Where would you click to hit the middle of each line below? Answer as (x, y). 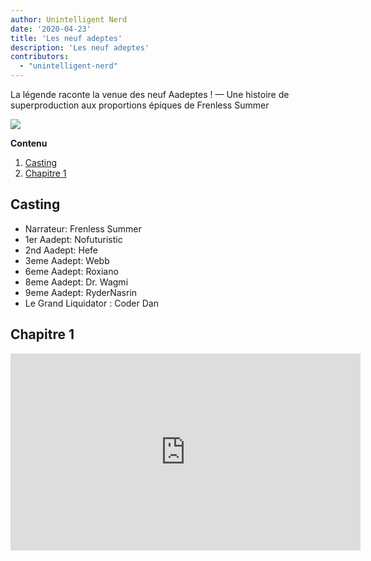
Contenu (29, 143)
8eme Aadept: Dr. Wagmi (76, 282)
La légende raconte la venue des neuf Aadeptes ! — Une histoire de (150, 94)
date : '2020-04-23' (51, 29)
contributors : (40, 57)
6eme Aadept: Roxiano (71, 271)
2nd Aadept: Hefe (61, 250)
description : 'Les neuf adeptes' (80, 47)
